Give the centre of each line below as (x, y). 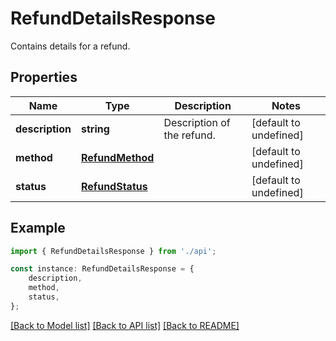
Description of (197, 122)
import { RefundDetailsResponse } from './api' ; (113, 251)
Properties (44, 77)
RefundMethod (117, 157)
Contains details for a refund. (70, 46)
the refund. (189, 135)
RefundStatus (114, 186)
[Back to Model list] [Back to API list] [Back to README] (125, 325)
